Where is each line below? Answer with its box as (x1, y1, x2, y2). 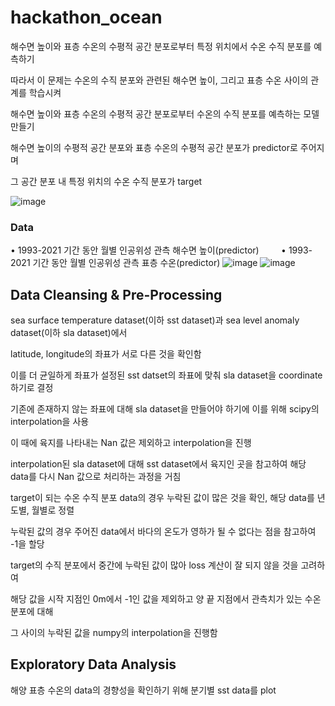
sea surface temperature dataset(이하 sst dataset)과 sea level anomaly (10, 314, 300, 326)
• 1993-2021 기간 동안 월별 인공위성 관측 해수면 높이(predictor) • (10, 244, 287, 256)
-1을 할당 (10, 538, 45, 550)
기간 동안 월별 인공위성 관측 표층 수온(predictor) (32, 257, 221, 269)
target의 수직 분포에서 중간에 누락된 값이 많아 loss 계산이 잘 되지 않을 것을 (10, 559, 299, 571)
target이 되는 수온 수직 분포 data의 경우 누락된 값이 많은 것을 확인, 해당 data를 (10, 492, 315, 504)
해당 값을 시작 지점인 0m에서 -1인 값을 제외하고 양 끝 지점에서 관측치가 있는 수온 (10, 593, 322, 605)
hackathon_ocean (10, 6, 163, 29)
